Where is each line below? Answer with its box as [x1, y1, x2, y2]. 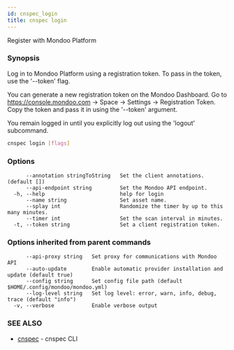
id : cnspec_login [7, 10, 58, 17]
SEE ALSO [7, 318, 43, 328]
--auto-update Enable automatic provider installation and [25, 265, 224, 273]
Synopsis [7, 53, 40, 63]
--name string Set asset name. [25, 197, 168, 204]
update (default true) [7, 272, 73, 279]
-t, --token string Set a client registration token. [13, 221, 220, 228]
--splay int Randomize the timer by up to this [25, 202, 224, 210]
